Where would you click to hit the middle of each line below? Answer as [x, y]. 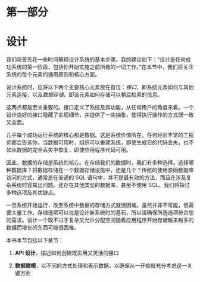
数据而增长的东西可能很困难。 [43, 228]
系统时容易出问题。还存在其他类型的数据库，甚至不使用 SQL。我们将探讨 [101, 185]
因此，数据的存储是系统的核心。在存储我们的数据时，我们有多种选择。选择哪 [100, 163]
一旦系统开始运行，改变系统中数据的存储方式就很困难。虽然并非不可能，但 [97, 205]
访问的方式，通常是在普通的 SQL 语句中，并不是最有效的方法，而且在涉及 [96, 177]
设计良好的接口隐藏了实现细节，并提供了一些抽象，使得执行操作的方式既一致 [100, 115]
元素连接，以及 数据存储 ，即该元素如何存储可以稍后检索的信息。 [84, 95]
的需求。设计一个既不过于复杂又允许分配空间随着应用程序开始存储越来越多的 [100, 220]
